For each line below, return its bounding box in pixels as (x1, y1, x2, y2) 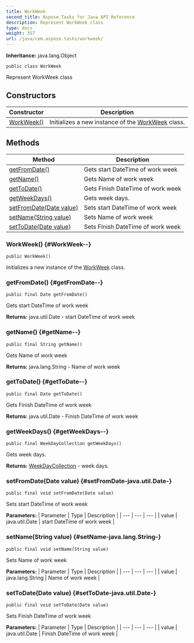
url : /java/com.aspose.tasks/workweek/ (6, 36, 104, 42)
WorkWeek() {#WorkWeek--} (6, 240, 92, 248)
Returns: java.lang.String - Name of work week (6, 363, 120, 370)
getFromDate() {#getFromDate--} (6, 278, 104, 287)
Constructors (6, 90, 56, 100)
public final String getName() (6, 341, 83, 347)
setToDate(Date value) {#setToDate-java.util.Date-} (6, 588, 156, 597)
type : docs (6, 25, 33, 31)
